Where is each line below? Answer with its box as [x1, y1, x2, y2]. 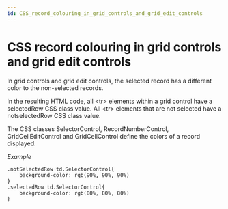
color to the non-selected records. [7, 83, 104, 92]
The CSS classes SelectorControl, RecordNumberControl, [7, 124, 169, 133]
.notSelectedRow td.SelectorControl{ [7, 165, 115, 173]
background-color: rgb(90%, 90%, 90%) [19, 171, 130, 178]
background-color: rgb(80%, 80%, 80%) [19, 189, 130, 197]
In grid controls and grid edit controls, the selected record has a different [7, 76, 212, 85]
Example [7, 152, 32, 161]
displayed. [7, 139, 36, 148]
